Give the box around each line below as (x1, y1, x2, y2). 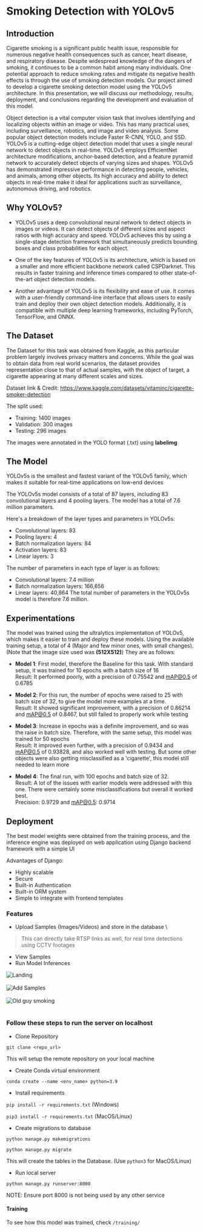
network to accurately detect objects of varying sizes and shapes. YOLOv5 (6, 159, 193, 166)
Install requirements (15, 1089, 65, 1096)
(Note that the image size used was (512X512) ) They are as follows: (6, 649, 176, 656)
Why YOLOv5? (6, 203, 62, 213)
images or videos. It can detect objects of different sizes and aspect (15, 225, 185, 232)
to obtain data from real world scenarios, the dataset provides (6, 360, 161, 367)
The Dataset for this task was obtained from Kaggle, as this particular (6, 347, 180, 354)
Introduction (6, 28, 55, 39)
